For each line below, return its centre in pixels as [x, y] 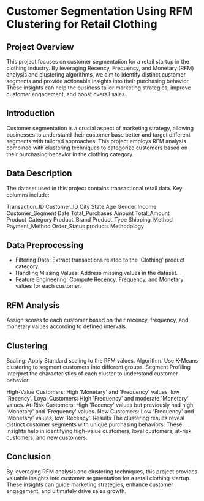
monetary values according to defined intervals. [67, 326]
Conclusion [29, 457]
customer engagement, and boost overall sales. [66, 94]
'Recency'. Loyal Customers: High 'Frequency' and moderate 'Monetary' [97, 399]
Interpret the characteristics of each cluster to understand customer [92, 374]
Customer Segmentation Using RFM [100, 11]
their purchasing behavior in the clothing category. [70, 154]
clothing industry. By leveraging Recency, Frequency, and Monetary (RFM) [100, 68]
